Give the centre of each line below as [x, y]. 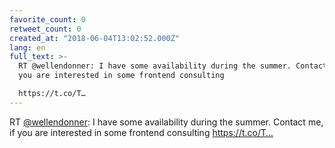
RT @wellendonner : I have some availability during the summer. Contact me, [166, 122]
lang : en [27, 47]
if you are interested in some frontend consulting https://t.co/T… [141, 132]
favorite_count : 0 [47, 19]
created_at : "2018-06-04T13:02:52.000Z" [95, 38]
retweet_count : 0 [45, 29]
